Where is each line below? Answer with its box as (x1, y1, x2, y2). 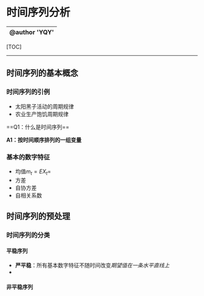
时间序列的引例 (6, 88, 50, 96)
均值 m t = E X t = (15, 168, 52, 176)
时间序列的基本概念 (6, 68, 78, 78)
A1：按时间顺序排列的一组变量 (6, 136, 82, 143)
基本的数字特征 (6, 153, 50, 161)
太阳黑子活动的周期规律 (15, 103, 74, 110)
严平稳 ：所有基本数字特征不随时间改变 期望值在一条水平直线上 (15, 262, 170, 269)
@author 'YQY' (9, 28, 55, 36)
